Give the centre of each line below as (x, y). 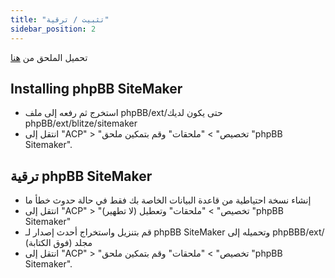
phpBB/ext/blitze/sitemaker (81, 123)
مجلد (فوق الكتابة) (58, 243)
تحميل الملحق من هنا (49, 57)
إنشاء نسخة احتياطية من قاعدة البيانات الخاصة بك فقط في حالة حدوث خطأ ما (168, 200)
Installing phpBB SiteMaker (96, 88)
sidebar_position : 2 (53, 29)
